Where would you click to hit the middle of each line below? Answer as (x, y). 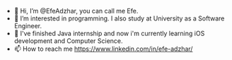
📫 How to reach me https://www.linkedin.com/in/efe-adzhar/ (103, 49)
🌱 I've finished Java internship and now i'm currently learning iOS (109, 33)
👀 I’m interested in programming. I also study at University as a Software (119, 18)
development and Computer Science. (68, 41)
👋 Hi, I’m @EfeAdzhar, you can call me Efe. (76, 11)
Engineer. (28, 26)
